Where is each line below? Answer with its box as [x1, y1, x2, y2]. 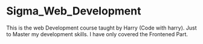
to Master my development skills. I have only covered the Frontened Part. [6, 30, 188, 37]
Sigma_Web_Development [6, 4, 141, 18]
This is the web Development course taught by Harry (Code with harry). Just [6, 24, 198, 31]
